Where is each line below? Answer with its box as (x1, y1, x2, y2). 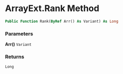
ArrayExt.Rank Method (5, 3, 100, 14)
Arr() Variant (5, 42, 32, 47)
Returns (5, 54, 24, 60)
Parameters (5, 30, 33, 37)
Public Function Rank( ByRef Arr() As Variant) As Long (5, 19, 119, 24)
